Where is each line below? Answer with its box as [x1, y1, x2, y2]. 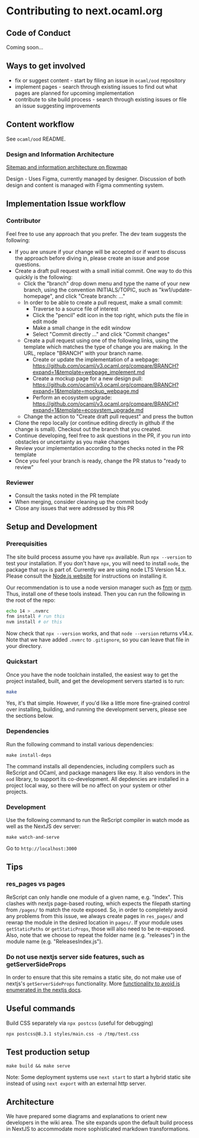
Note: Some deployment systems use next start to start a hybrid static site [6, 1073, 191, 1080]
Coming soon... [6, 44, 43, 51]
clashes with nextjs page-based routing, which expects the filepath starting [6, 900, 191, 907]
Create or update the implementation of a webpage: [32, 356, 159, 363]
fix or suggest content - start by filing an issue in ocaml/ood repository [14, 76, 186, 84]
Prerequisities [6, 539, 48, 548]
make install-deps [6, 752, 52, 758]
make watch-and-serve [6, 834, 60, 840]
